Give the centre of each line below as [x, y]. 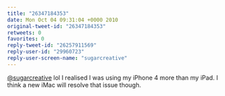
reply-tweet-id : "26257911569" [52, 45]
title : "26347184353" [38, 13]
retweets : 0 [24, 33]
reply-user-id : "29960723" [46, 52]
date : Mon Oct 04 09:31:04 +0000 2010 [63, 20]
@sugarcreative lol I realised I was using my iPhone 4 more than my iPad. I [112, 77]
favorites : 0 [26, 39]
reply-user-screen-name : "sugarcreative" [67, 58]
